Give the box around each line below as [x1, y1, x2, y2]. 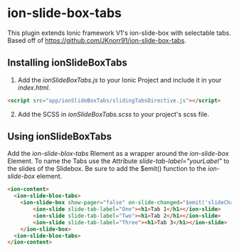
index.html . [17, 83, 51, 92]
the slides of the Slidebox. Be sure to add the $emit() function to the [7, 164, 206, 173]
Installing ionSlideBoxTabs [7, 57, 128, 69]
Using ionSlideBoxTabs [7, 130, 112, 143]
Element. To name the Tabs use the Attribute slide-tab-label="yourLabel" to [7, 157, 230, 165]
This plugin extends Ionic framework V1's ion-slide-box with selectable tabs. [7, 28, 231, 37]
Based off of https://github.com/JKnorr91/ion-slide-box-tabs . [7, 36, 186, 44]
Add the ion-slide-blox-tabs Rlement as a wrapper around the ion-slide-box [7, 149, 229, 158]
